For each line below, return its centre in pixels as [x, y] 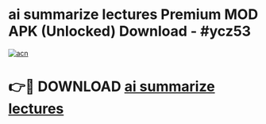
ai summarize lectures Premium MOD [133, 15]
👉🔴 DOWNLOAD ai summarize [112, 86]
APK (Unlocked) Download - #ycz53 [130, 31]
